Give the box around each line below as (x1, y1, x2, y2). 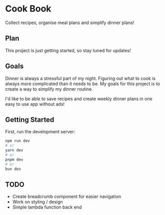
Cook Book (5, 3, 51, 15)
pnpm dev (5, 157, 23, 162)
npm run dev (5, 138, 30, 143)
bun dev (5, 166, 21, 171)
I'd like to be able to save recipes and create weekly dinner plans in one (5, 96, 152, 102)
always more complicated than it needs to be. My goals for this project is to (5, 81, 160, 87)
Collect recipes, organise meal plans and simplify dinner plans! (5, 20, 134, 26)
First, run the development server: (5, 129, 75, 135)
